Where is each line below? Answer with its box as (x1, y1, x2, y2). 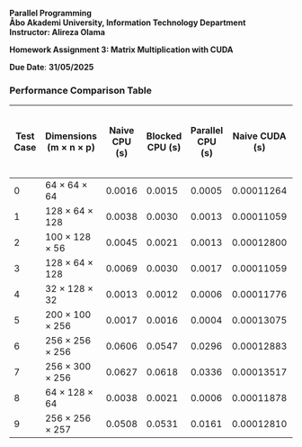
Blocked (146, 130, 182, 142)
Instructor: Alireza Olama (9, 27, 106, 37)
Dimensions (44, 130, 97, 142)
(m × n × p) (47, 141, 96, 154)
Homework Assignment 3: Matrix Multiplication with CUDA (9, 44, 234, 55)
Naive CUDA (232, 130, 287, 142)
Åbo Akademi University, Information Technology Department (9, 17, 246, 28)
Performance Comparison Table (9, 84, 153, 96)
